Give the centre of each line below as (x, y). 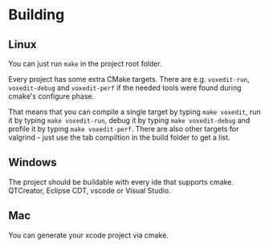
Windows (33, 163)
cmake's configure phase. (51, 96)
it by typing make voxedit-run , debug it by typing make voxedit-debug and (129, 120)
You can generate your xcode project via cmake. (88, 235)
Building (37, 15)
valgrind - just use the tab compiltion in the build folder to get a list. (119, 137)
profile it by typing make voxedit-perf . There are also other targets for (124, 129)
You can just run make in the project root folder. (85, 63)
